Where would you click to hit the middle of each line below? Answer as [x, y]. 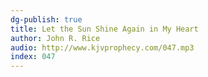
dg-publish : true [46, 19]
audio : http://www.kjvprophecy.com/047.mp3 [102, 47]
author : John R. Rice [55, 38]
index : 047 [33, 57]
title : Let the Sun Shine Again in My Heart [104, 29]
